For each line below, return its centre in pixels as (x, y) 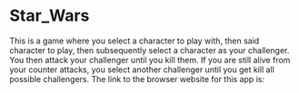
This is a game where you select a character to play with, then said (135, 41)
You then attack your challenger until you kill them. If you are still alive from (150, 60)
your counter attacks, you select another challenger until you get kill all (142, 70)
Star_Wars (50, 16)
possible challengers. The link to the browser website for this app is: (137, 79)
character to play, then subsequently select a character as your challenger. (149, 50)
